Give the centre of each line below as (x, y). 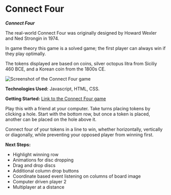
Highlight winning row (35, 154)
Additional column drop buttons (46, 170)
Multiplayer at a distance (38, 187)
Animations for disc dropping (43, 160)
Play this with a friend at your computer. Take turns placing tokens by (78, 108)
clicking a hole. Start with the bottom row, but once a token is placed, (78, 114)
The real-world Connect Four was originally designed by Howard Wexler (81, 33)
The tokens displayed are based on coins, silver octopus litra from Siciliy (81, 63)
